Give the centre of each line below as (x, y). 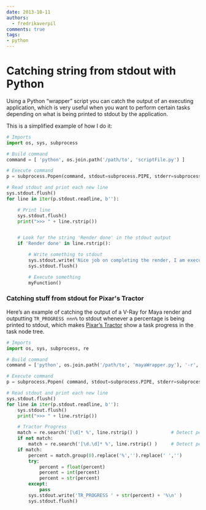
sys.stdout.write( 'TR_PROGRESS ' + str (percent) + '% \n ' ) (105, 495)
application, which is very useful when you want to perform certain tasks (98, 107)
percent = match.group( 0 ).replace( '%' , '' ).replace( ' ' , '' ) (105, 455)
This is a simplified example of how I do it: (59, 126)
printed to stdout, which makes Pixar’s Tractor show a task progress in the (100, 325)
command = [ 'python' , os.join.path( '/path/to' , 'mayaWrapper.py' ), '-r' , (103, 365)
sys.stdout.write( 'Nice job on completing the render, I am (107, 261)
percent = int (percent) (69, 473)
